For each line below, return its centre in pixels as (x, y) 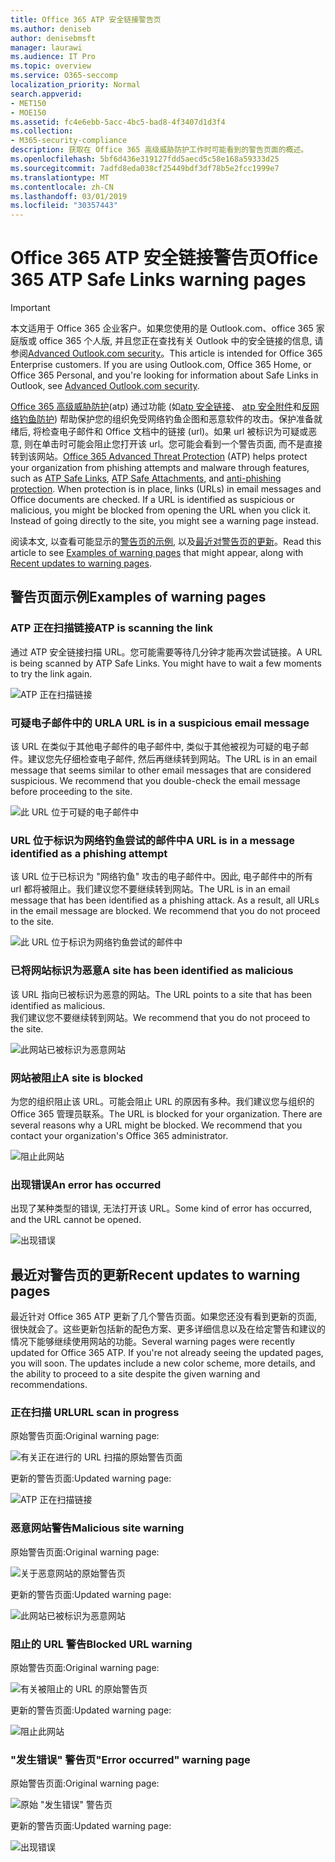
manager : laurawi (46, 47)
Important (30, 308)
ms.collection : (42, 131)
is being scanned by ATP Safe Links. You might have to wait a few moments (166, 663)
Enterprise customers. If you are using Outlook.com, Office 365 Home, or (161, 365)
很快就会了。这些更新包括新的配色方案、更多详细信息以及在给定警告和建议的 (168, 1329)
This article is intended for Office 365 (246, 353)
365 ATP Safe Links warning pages (158, 280)
